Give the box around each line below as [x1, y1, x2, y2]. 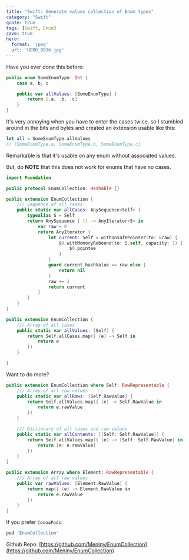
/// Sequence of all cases [16, 201, 83, 207]
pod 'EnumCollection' [6, 530, 59, 536]
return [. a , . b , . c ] [27, 96, 78, 102]
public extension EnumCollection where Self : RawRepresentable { [6, 382, 170, 388]
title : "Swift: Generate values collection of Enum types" [6, 8, 154, 15]
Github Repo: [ [6, 541, 41, 548]
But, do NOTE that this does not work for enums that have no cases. [6, 163, 171, 170]
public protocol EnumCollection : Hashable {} [6, 185, 120, 191]
